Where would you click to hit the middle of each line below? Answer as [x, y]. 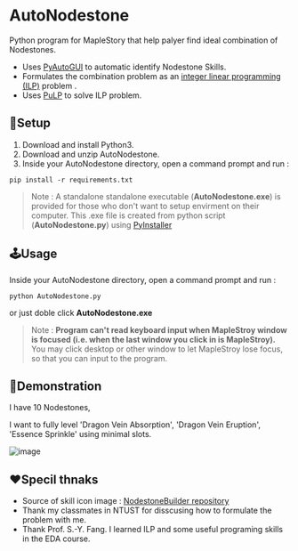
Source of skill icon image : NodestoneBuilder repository [125, 501]
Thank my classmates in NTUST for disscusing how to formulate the [147, 510]
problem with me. [54, 520]
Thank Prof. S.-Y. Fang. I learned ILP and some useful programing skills [153, 530]
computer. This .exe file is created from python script [128, 215]
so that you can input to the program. [99, 358]
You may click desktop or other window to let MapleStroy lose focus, [157, 349]
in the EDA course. [56, 539]
